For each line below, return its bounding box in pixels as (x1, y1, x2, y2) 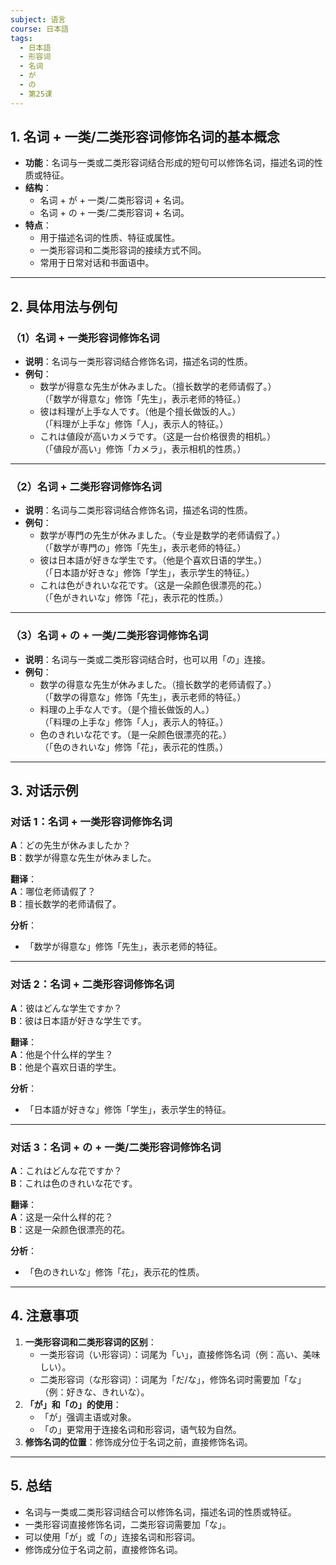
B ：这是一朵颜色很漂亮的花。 (10, 1224, 131, 1235)
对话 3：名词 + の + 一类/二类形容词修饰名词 (10, 1140, 222, 1154)
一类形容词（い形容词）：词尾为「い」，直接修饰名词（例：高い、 (39, 1348, 303, 1360)
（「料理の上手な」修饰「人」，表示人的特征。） (39, 716, 229, 728)
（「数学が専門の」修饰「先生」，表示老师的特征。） (39, 542, 247, 554)
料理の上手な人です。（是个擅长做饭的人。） (39, 703, 215, 715)
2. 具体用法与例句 (10, 298, 118, 315)
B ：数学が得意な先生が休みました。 (10, 852, 157, 864)
